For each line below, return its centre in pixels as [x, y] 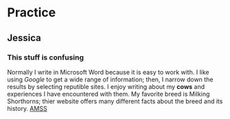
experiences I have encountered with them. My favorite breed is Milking [108, 94]
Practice [32, 13]
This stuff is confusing [46, 57]
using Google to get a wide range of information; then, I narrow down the [110, 79]
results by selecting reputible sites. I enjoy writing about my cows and [106, 86]
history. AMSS [27, 108]
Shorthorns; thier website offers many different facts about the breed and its [115, 101]
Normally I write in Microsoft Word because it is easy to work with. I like [108, 72]
